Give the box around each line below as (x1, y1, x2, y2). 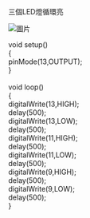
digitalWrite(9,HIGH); (8, 167, 77, 176)
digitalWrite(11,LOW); (8, 150, 77, 160)
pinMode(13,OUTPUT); (8, 57, 83, 66)
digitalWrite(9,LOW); (8, 184, 76, 193)
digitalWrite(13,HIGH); (8, 99, 80, 109)
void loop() (8, 82, 44, 92)
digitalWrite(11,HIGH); (8, 133, 78, 142)
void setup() (8, 40, 49, 50)
